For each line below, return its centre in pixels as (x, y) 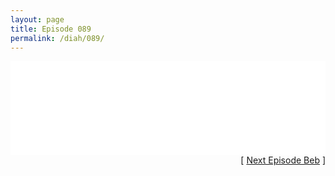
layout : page (37, 19)
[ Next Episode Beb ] (283, 160)
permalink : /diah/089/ (57, 38)
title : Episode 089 (51, 29)
